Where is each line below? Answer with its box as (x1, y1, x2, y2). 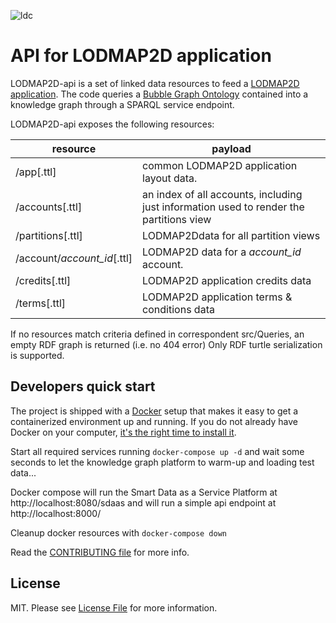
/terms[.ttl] (15, 296, 67, 310)
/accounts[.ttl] (15, 200, 83, 214)
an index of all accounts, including (142, 187, 303, 201)
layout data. (142, 171, 198, 185)
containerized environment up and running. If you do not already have (10, 415, 298, 427)
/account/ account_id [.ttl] (15, 251, 133, 265)
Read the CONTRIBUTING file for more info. (10, 546, 190, 558)
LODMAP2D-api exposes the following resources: (10, 118, 215, 130)
